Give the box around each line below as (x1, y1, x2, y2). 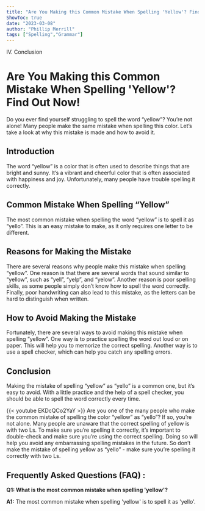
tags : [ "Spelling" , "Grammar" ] (6, 32, 84, 38)
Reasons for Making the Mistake (6, 246, 132, 257)
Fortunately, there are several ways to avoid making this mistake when (6, 329, 183, 336)
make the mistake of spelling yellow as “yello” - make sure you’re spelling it (6, 446, 196, 453)
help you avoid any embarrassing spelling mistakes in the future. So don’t (6, 440, 191, 447)
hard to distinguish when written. (6, 295, 89, 302)
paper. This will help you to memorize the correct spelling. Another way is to (6, 342, 198, 349)
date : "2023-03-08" (6, 20, 56, 26)
